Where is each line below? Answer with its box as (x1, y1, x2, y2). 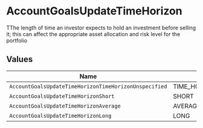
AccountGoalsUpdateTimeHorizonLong (9, 112, 112, 119)
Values (6, 54, 33, 64)
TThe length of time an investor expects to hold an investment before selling (6, 24, 196, 31)
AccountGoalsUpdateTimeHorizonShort (9, 93, 115, 100)
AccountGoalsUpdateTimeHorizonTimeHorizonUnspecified (9, 83, 167, 90)
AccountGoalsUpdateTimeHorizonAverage (9, 102, 121, 109)
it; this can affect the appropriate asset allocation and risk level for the (6, 30, 181, 37)
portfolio (6, 37, 28, 44)
